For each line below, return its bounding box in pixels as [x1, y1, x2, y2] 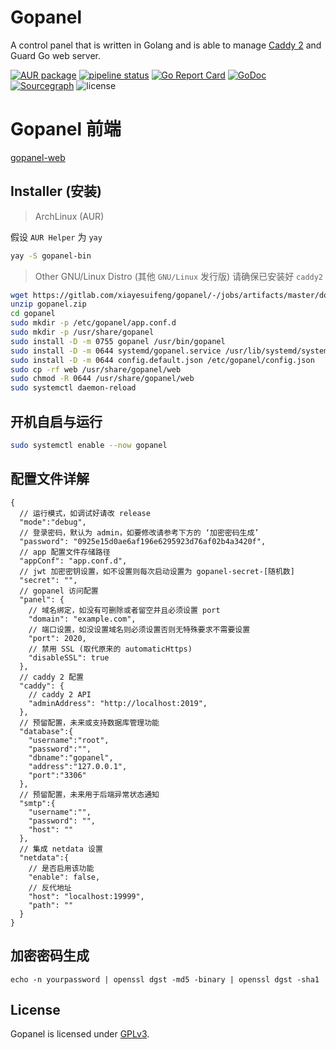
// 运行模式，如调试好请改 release [19, 508, 151, 518]
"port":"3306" [28, 770, 87, 780]
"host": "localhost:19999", [28, 891, 145, 901]
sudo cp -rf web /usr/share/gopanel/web [10, 364, 182, 375]
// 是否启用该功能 [28, 863, 95, 873]
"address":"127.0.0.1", [28, 761, 128, 771]
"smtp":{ [19, 798, 56, 808]
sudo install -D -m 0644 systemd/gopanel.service [10, 346, 222, 356]
